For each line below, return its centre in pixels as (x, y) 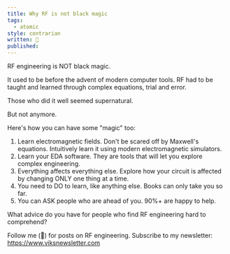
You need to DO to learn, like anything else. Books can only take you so (120, 186)
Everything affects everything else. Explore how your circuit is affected (119, 171)
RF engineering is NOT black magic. (59, 66)
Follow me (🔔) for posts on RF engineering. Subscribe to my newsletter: (110, 235)
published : (23, 46)
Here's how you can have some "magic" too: (72, 128)
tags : (15, 20)
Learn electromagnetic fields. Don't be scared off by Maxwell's (108, 141)
